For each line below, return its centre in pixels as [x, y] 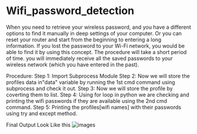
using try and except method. [42, 113]
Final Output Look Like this [38, 125]
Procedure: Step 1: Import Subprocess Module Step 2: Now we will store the [98, 76]
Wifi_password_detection [70, 11]
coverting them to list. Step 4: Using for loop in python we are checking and [98, 95]
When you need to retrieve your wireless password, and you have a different [98, 27]
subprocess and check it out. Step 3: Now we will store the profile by [90, 88]
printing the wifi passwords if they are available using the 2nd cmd [87, 101]
